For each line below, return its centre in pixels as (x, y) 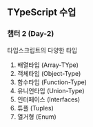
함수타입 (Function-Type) (52, 82)
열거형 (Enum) (37, 117)
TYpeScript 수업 (42, 12)
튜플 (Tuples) (35, 108)
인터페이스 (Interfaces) (49, 99)
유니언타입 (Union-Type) (51, 90)
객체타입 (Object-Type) (49, 73)
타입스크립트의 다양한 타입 (42, 50)
